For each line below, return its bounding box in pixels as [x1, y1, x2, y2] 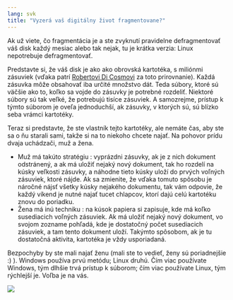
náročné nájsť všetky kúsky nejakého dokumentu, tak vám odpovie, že [17, 182, 223, 191]
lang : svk [7, 10, 37, 18]
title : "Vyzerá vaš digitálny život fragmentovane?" [7, 17, 166, 24]
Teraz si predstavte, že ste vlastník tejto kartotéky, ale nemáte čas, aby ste [7, 124, 225, 132]
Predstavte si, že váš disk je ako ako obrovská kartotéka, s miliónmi [7, 65, 203, 73]
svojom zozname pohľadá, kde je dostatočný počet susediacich [17, 220, 203, 228]
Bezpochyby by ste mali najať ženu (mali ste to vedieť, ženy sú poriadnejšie [7, 248, 227, 257]
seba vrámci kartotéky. [7, 110, 74, 119]
